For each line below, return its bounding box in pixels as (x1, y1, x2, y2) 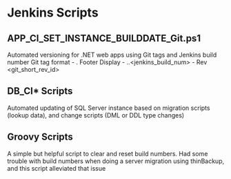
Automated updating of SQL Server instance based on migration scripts (7, 104, 210, 112)
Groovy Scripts (7, 131, 74, 143)
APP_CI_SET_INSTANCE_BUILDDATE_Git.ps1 (7, 32, 201, 44)
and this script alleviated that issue (7, 164, 106, 172)
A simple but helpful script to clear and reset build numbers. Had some (7, 149, 208, 158)
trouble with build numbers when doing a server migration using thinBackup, (7, 157, 225, 165)
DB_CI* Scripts (7, 85, 73, 97)
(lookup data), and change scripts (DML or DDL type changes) (7, 111, 185, 119)
